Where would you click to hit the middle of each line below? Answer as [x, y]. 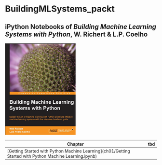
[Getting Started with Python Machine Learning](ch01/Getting [68, 151]
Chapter [76, 144]
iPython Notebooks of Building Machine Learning [81, 27]
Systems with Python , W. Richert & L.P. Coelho [76, 34]
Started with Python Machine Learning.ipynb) [52, 156]
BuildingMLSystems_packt [60, 9]
